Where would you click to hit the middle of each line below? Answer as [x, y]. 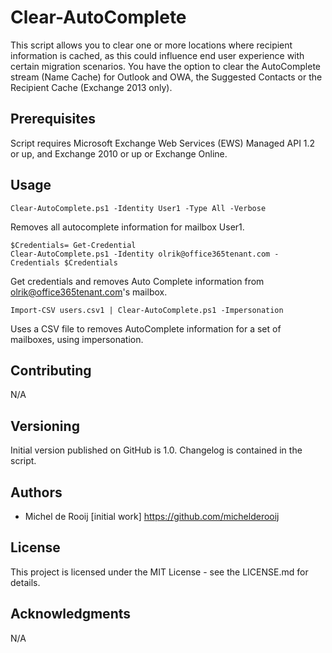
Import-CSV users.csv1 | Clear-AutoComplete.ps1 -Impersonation [147, 310]
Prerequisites [53, 119]
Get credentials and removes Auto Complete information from [137, 281]
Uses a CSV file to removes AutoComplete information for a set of [146, 328]
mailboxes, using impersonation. [77, 339]
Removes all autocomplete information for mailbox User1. [127, 227]
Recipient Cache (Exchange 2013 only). [91, 87]
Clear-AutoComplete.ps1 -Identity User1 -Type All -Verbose [138, 208]
